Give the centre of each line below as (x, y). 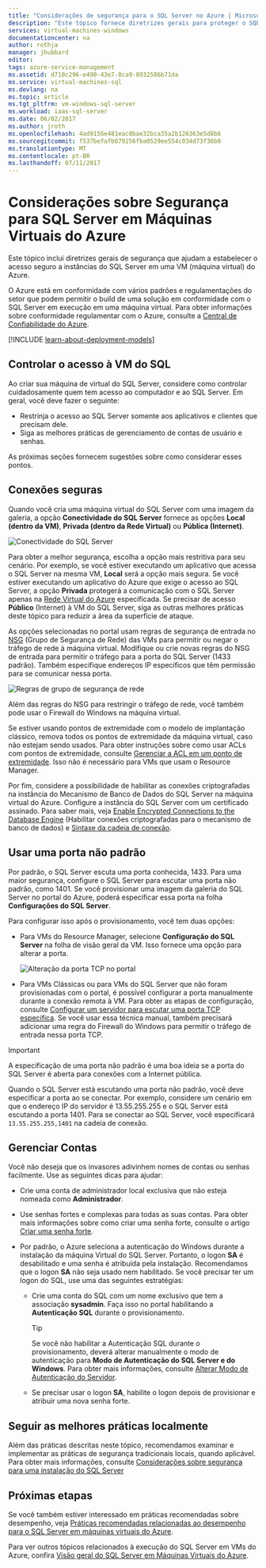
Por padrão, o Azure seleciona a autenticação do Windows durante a (132, 1246)
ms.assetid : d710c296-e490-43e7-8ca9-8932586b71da (93, 75)
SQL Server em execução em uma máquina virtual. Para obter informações (130, 307)
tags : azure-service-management (61, 67)
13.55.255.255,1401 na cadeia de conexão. (78, 1123)
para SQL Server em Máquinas (110, 220)
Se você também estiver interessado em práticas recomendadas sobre (123, 1514)
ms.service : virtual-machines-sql (65, 82)
